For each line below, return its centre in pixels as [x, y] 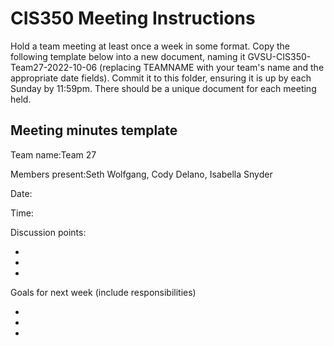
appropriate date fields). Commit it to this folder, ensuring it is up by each [161, 78]
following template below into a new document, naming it [128, 56]
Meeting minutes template [94, 130]
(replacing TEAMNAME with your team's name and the [212, 67]
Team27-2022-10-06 [54, 67]
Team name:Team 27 [53, 154]
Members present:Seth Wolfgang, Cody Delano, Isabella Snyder [141, 174]
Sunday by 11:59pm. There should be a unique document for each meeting [163, 88]
